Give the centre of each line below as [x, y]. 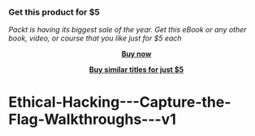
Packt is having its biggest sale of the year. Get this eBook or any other [127, 30]
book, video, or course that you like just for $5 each [95, 38]
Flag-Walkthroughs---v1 [92, 119]
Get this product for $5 [54, 12]
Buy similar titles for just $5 [136, 70]
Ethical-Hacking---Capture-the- [120, 102]
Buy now [136, 54]
